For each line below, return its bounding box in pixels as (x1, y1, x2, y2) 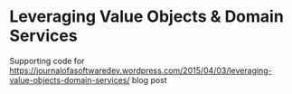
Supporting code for (9, 55, 85, 66)
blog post (131, 74, 167, 85)
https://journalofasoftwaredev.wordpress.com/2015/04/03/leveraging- (9, 65, 273, 76)
